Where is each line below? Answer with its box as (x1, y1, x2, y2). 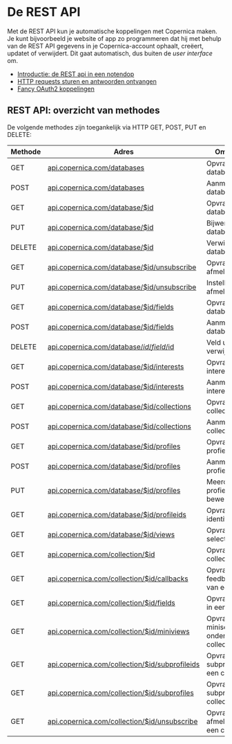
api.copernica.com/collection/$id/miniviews (47, 626, 190, 636)
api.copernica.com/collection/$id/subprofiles (47, 688, 195, 698)
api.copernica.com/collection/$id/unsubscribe (47, 716, 198, 726)
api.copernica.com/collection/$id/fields (47, 598, 176, 608)
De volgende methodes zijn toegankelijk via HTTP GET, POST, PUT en (7, 123, 206, 131)
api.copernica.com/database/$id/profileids (47, 509, 186, 519)
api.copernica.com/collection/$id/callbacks (47, 574, 188, 583)
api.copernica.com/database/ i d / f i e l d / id (47, 342, 175, 352)
